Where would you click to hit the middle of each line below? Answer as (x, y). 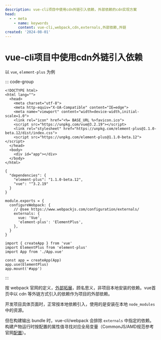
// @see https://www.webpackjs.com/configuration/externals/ (76, 209)
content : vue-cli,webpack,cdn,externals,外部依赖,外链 (72, 28)
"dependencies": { (28, 175)
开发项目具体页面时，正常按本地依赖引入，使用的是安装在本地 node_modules (80, 304)
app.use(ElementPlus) (27, 264)
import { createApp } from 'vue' (39, 243)
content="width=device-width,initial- (100, 112)
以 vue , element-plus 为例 (30, 72)
